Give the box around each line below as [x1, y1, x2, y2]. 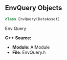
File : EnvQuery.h [12, 49, 46, 55]
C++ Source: [5, 35, 32, 41]
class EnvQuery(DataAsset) [5, 16, 60, 21]
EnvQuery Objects [5, 4, 62, 12]
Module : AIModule [12, 44, 50, 50]
